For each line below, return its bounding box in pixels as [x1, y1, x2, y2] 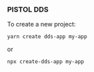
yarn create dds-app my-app [7, 33, 88, 40]
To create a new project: [7, 20, 76, 29]
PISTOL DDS [7, 5, 49, 14]
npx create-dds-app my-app [7, 58, 84, 65]
